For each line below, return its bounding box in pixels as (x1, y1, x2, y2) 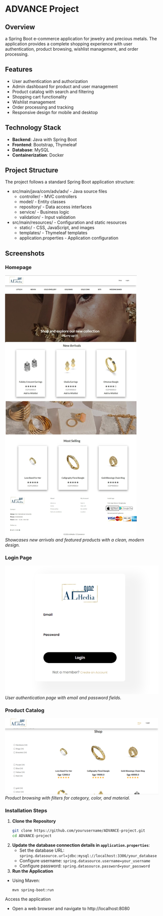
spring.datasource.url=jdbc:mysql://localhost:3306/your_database (19, 853, 157, 858)
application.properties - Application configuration (19, 235, 119, 241)
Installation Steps (5, 807, 48, 814)
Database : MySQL (12, 147, 50, 153)
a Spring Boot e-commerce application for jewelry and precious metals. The (5, 36, 157, 41)
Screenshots (5, 249, 45, 257)
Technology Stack (5, 123, 61, 132)
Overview (5, 23, 36, 31)
